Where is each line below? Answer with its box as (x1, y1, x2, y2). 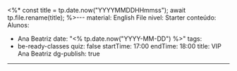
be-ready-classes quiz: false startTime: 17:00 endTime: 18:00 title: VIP (17, 42, 222, 50)
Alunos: (7, 21, 30, 29)
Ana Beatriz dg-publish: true (17, 49, 100, 58)
